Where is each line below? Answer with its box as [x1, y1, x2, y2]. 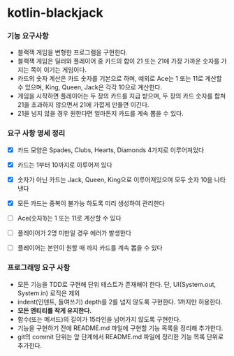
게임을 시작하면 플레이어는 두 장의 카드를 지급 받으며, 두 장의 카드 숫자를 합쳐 [17, 92, 226, 101]
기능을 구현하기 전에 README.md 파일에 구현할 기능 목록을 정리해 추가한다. [17, 323, 224, 332]
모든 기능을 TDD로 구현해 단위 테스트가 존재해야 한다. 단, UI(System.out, [17, 280, 217, 288]
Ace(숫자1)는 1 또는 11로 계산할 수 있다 [17, 214, 122, 223]
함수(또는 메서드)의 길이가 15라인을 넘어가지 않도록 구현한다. [17, 315, 182, 323]
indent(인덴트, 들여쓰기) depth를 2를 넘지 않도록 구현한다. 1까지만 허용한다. [17, 297, 224, 306]
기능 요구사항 [7, 31, 49, 41]
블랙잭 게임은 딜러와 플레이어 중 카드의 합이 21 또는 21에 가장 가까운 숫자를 [17, 57, 220, 66]
